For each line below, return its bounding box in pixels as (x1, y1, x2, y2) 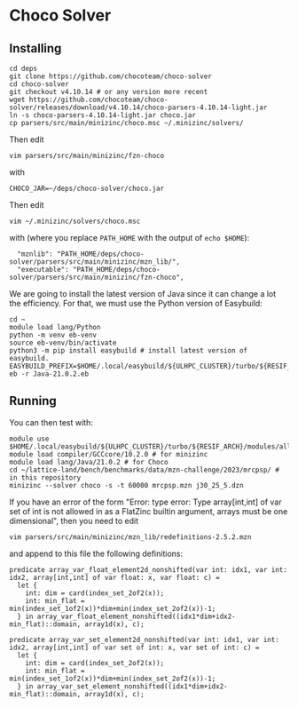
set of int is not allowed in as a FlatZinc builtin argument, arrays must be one (9, 505, 288, 516)
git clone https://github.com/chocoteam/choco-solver (9, 72, 213, 81)
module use (9, 434, 50, 443)
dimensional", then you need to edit (9, 515, 139, 526)
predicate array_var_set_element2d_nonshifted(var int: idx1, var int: (9, 635, 279, 644)
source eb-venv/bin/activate (9, 338, 117, 347)
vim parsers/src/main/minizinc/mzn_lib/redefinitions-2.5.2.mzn (9, 532, 252, 542)
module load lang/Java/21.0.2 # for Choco (9, 457, 169, 466)
